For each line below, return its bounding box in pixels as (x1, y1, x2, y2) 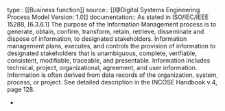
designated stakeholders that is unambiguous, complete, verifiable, (7, 49, 198, 57)
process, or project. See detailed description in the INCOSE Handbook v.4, (7, 78, 217, 86)
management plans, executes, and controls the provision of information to (7, 42, 216, 50)
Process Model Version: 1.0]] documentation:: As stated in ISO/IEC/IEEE (7, 13, 209, 21)
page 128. (7, 85, 35, 93)
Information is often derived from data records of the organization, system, (7, 71, 218, 79)
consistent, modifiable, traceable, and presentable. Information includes (7, 57, 211, 64)
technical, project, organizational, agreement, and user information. (7, 64, 198, 72)
